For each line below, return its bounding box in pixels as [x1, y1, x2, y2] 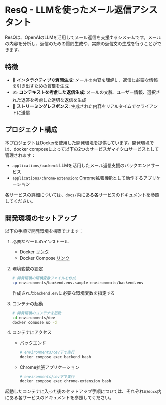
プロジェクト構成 [5, 125, 57, 134]
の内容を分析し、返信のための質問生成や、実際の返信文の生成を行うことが [5, 40, 157, 46]
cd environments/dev [12, 315, 55, 320]
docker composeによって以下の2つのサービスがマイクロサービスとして [13, 146, 159, 152]
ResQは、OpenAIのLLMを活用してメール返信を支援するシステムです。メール [5, 34, 161, 40]
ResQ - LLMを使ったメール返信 [5, 4, 132, 16]
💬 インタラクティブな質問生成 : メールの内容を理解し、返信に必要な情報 [12, 77, 158, 82]
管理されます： [5, 152, 36, 158]
